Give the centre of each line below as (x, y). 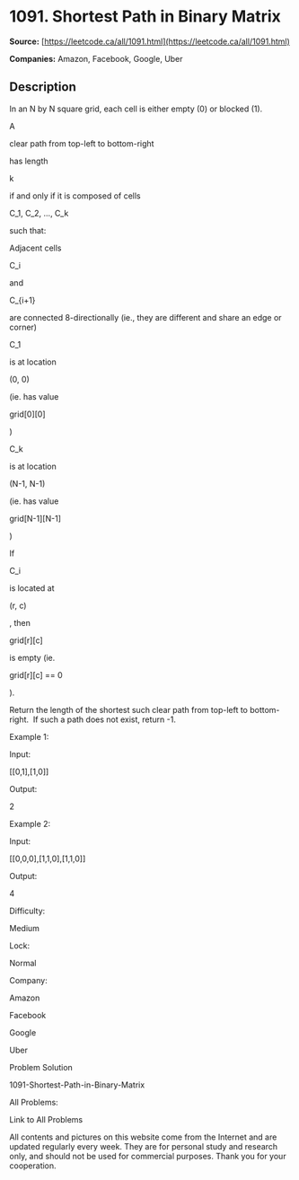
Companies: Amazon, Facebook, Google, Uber (96, 58)
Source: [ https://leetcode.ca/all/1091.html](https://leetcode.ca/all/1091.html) (149, 41)
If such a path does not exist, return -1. (105, 719)
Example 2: (30, 823)
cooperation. (33, 1166)
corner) (23, 327)
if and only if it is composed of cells (75, 196)
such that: (28, 230)
